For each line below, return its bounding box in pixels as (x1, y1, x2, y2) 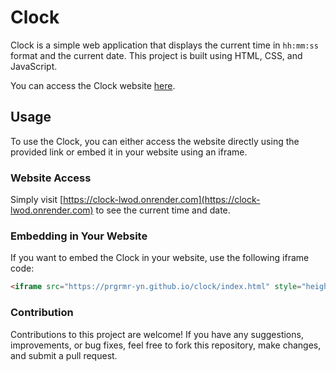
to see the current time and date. (95, 204, 231, 216)
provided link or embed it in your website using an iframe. (10, 146, 248, 158)
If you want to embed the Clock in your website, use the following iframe (10, 252, 310, 264)
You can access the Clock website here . (10, 79, 176, 91)
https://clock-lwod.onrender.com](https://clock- (63, 194, 261, 206)
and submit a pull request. (10, 349, 118, 361)
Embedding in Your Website (10, 229, 148, 243)
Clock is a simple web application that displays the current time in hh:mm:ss (10, 39, 319, 51)
